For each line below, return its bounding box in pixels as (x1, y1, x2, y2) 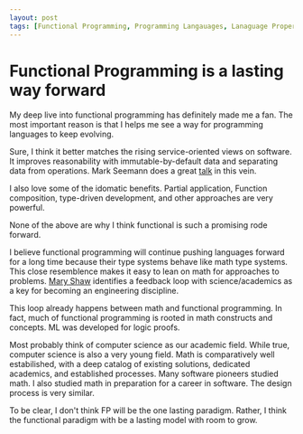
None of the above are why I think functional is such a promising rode (9, 220, 268, 231)
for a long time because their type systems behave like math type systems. (9, 257, 289, 268)
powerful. (9, 203, 45, 213)
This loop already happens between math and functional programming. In (9, 303, 282, 314)
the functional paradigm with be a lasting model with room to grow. (9, 415, 258, 426)
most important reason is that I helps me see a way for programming (9, 119, 264, 130)
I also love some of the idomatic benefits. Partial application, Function (9, 183, 268, 194)
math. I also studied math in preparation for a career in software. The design (9, 378, 292, 389)
